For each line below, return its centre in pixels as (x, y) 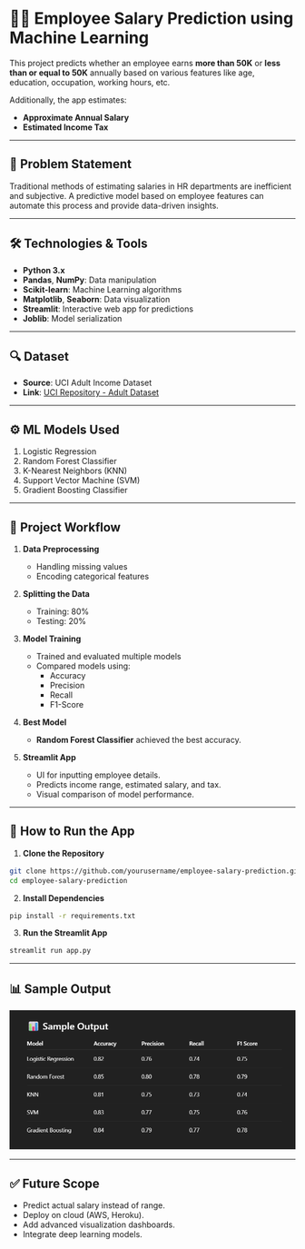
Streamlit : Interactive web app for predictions (108, 309)
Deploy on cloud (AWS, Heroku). (83, 1215)
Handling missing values (82, 566)
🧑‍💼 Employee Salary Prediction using (152, 19)
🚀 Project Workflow (65, 527)
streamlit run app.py (50, 951)
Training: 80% (63, 611)
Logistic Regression (59, 451)
